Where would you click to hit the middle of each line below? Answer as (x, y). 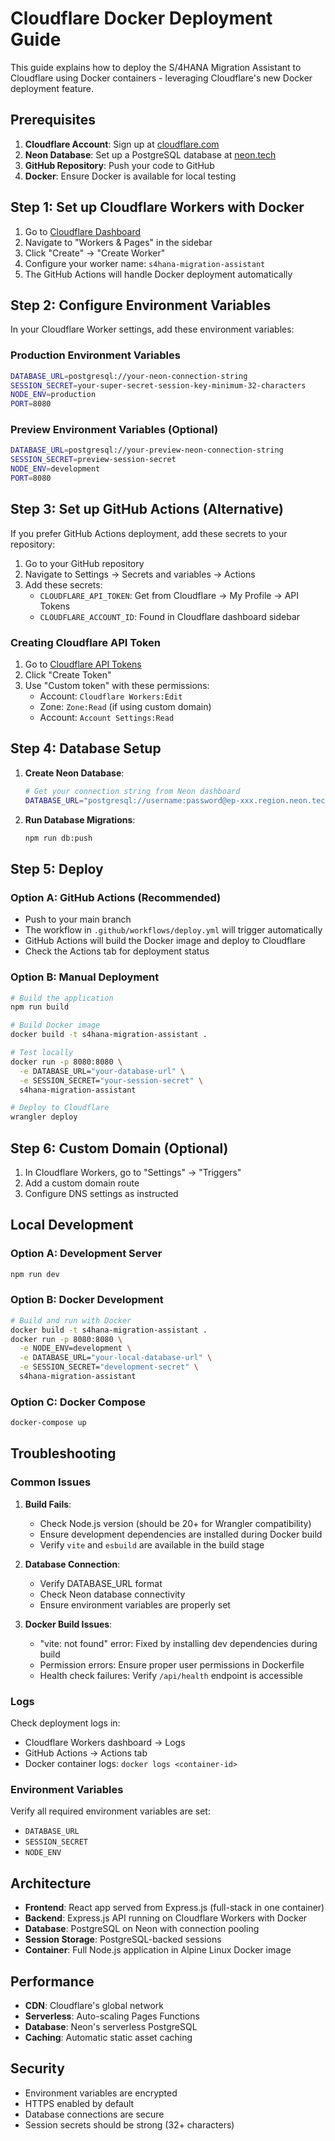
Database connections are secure (94, 2114)
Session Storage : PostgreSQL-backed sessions (123, 1939)
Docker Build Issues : (68, 1624)
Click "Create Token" (68, 675)
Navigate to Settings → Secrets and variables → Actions (140, 574)
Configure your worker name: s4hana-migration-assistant (145, 263)
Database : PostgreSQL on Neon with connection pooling (142, 1929)
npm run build (40, 1007)
